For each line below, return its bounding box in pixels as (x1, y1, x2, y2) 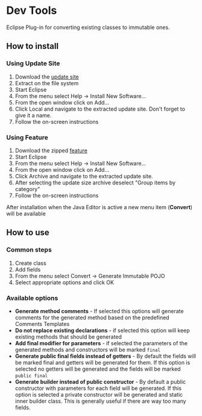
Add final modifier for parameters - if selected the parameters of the (14, 339, 188, 346)
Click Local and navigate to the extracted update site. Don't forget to (14, 105, 186, 112)
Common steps (6, 245, 52, 254)
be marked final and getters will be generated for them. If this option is (14, 359, 191, 366)
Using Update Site (6, 59, 60, 68)
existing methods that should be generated (14, 333, 122, 340)
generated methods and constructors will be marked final (14, 346, 161, 353)
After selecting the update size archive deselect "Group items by (14, 179, 176, 186)
